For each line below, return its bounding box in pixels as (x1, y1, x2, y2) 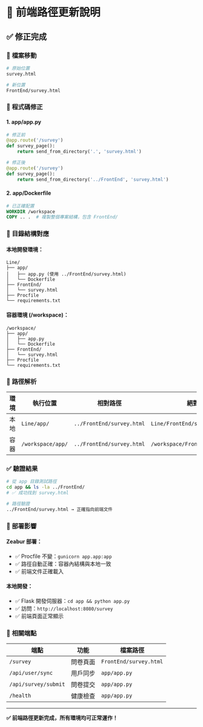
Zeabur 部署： (6, 538, 42, 545)
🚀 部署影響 (6, 522, 37, 530)
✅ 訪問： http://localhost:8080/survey (14, 605, 114, 612)
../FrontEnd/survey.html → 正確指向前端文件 (6, 506, 113, 512)
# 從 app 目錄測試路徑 (6, 479, 57, 485)
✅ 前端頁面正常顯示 (14, 612, 64, 619)
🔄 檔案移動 (6, 51, 37, 59)
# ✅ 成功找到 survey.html (6, 490, 69, 496)
